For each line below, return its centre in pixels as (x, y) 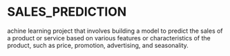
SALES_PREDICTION (67, 12)
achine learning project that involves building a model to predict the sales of (115, 31)
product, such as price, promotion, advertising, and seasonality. (98, 45)
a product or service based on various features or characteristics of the (109, 38)
